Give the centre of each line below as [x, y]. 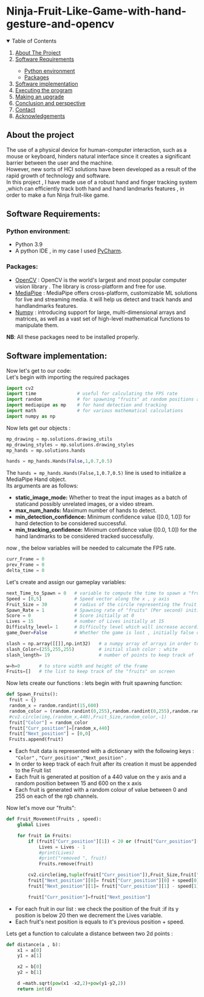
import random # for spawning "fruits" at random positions [100, 400]
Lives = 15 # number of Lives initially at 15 [85, 621]
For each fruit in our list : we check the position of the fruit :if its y [97, 908]
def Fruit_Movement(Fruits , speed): [54, 819]
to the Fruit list [33, 771]
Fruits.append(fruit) [36, 740]
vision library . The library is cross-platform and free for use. [91, 286]
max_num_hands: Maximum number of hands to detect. [86, 511]
